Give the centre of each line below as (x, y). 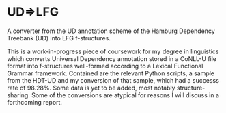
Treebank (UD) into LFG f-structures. (59, 38)
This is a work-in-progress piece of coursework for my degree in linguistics (113, 51)
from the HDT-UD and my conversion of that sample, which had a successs (113, 80)
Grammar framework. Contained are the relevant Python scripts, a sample (111, 73)
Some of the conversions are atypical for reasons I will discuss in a (126, 95)
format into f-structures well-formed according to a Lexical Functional (105, 66)
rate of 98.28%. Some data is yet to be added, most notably (91, 88)
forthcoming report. (35, 102)
